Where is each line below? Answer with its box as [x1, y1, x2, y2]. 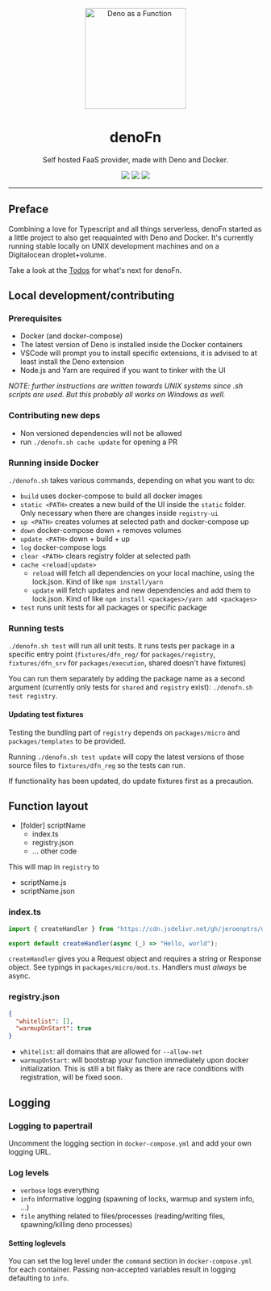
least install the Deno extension [19, 357, 125, 367]
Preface [8, 203, 49, 216]
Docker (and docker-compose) [19, 331, 123, 341]
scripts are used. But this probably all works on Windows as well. [8, 390, 226, 400]
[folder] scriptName [19, 820, 86, 831]
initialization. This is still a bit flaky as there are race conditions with [19, 1064, 244, 1074]
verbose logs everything [19, 1185, 99, 1195]
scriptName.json [19, 887, 75, 896]
